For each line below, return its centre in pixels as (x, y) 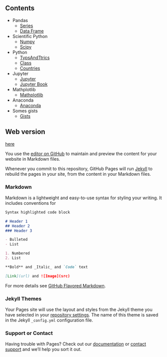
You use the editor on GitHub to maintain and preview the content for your (81, 153)
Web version (25, 132)
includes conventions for (31, 203)
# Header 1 (16, 221)
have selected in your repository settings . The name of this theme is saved (82, 314)
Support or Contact (29, 333)
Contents (20, 8)
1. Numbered (17, 253)
